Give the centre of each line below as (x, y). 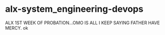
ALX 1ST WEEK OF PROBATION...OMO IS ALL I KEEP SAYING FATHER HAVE (82, 23)
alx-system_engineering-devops (74, 9)
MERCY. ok (17, 28)
